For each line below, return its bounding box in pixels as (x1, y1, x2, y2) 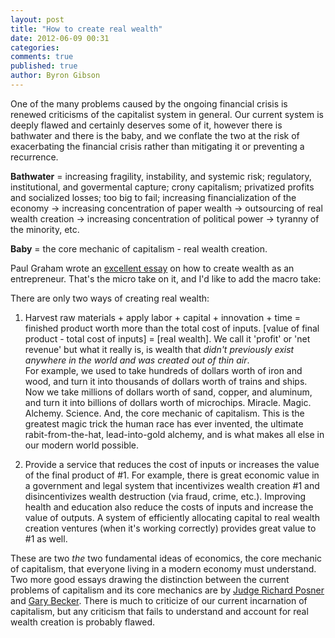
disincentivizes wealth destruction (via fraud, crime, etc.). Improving (24, 490, 307, 502)
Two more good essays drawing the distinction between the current (10, 573, 290, 585)
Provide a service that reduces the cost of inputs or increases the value (24, 458, 320, 470)
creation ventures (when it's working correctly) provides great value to (24, 522, 317, 534)
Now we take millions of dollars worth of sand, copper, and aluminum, (24, 386, 313, 398)
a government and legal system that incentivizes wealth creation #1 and (24, 479, 320, 491)
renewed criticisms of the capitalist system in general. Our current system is (10, 108, 324, 120)
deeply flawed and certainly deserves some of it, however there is (10, 119, 283, 131)
